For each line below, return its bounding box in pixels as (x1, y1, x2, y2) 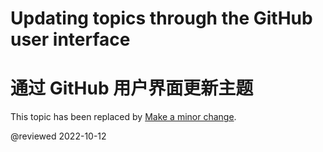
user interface (10, 28, 131, 51)
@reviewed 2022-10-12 (10, 130, 107, 142)
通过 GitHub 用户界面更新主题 (10, 77, 254, 100)
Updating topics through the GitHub (10, 7, 313, 30)
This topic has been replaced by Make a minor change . (10, 111, 237, 123)
